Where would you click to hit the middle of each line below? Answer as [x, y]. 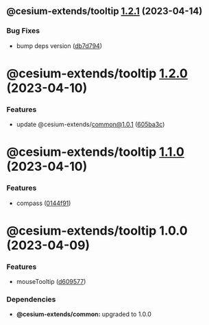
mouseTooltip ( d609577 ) [51, 282]
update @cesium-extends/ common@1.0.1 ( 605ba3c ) [90, 124]
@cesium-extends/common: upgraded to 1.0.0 [84, 314]
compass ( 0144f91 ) [44, 203]
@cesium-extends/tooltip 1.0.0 [97, 231]
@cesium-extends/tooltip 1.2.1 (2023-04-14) [104, 11]
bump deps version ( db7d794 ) [59, 46]
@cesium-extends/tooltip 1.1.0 [95, 152]
